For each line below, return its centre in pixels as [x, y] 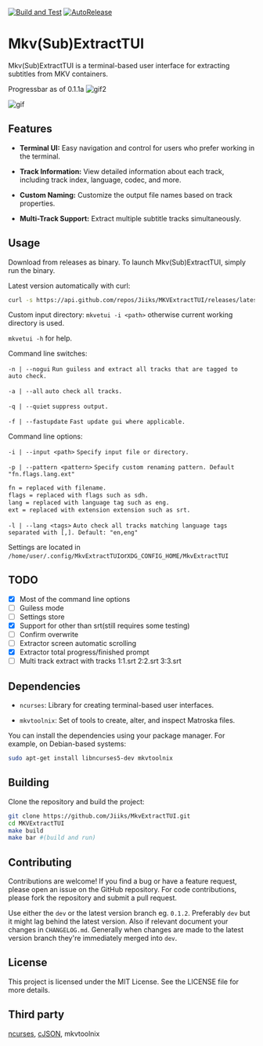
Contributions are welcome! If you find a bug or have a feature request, [122, 881]
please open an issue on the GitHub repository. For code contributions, [122, 890]
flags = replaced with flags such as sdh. [78, 496]
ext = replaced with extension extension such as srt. [99, 510]
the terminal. [40, 156]
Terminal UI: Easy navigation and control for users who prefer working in [137, 148]
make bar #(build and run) [52, 838]
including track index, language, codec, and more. [100, 180]
